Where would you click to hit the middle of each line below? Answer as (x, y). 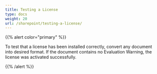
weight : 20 (16, 19)
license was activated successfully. (41, 57)
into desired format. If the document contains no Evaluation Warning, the (78, 52)
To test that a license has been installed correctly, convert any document (78, 47)
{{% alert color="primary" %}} (36, 37)
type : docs (16, 14)
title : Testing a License (31, 10)
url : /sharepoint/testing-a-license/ (44, 23)
